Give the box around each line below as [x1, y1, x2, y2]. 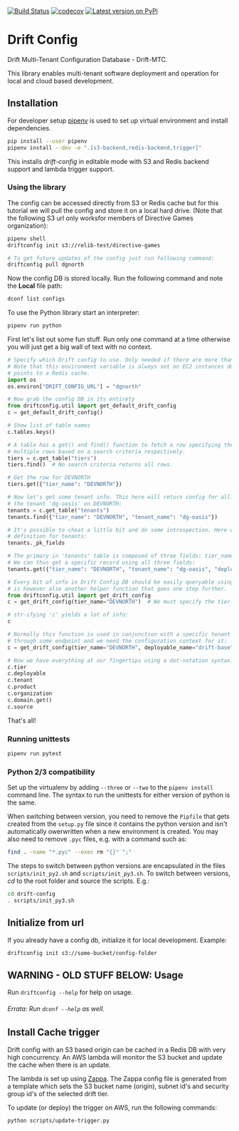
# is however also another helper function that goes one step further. [7, 585, 228, 592]
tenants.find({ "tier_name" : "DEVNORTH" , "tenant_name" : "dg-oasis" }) [7, 513, 218, 520]
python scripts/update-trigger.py [7, 1117, 110, 1124]
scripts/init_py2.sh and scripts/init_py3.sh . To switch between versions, [7, 869, 230, 878]
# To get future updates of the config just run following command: [7, 254, 215, 262]
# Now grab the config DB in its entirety [7, 396, 135, 403]
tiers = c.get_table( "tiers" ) [7, 455, 97, 462]
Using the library [7, 182, 66, 192]
